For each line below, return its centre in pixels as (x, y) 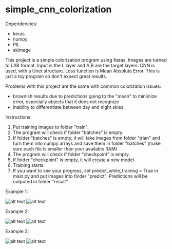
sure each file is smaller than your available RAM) (65, 149)
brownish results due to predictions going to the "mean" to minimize (85, 96)
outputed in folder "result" (40, 181)
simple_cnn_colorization (59, 9)
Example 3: (17, 231)
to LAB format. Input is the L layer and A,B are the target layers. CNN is (80, 65)
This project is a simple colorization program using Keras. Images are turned (86, 60)
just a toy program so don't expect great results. (56, 76)
